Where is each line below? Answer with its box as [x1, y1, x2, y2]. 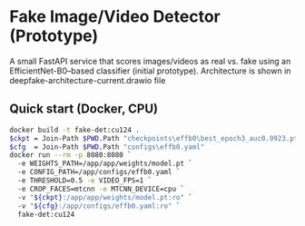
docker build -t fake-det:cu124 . [9, 125, 141, 134]
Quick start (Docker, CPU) [9, 102, 159, 117]
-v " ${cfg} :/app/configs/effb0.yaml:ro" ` [17, 201, 181, 211]
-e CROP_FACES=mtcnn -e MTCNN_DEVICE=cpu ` [17, 184, 184, 193]
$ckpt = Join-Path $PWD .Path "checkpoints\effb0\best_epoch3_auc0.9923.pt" [9, 133, 302, 142]
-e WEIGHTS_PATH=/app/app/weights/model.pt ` [17, 159, 193, 169]
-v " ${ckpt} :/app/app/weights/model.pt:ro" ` [17, 192, 193, 201]
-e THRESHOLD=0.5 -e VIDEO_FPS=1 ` [17, 176, 152, 185]
